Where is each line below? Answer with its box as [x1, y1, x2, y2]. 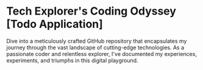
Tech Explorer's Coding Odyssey [6, 4, 177, 18]
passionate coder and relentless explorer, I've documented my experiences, [6, 50, 197, 57]
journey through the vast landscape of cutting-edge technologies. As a [6, 44, 185, 51]
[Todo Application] [6, 17, 104, 31]
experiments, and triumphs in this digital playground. [6, 57, 138, 64]
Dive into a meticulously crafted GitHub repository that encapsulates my [6, 37, 187, 44]
